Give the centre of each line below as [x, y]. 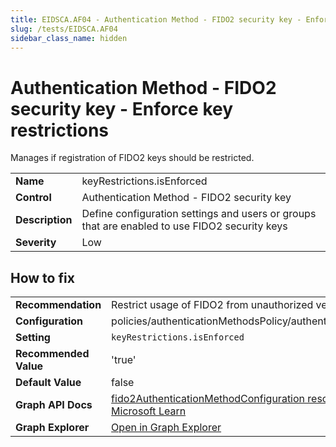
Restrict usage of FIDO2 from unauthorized [212, 305]
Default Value [48, 383]
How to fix [42, 277]
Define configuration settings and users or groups [199, 214]
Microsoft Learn [149, 411]
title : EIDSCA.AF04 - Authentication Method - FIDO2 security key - [156, 19]
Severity [36, 243]
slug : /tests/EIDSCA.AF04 [64, 29]
